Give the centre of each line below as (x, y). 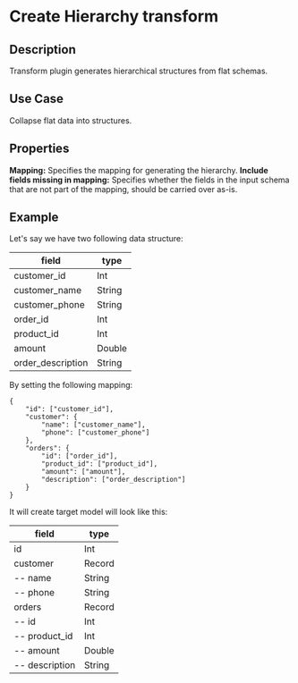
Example (34, 218)
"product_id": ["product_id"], (100, 464)
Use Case (37, 99)
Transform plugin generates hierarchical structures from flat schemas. (139, 71)
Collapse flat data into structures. (71, 120)
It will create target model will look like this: (89, 512)
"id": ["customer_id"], (70, 409)
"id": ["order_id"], (80, 456)
